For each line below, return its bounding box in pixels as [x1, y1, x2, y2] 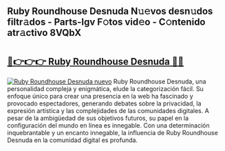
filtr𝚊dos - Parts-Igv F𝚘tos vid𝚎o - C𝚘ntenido [7, 17, 206, 28]
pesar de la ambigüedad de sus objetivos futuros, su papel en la [7, 114, 189, 122]
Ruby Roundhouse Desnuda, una [113, 77, 206, 85]
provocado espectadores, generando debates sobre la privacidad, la [7, 99, 202, 108]
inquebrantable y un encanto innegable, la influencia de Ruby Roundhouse [7, 129, 218, 137]
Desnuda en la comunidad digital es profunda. [7, 136, 138, 144]
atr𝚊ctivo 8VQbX [7, 27, 82, 39]
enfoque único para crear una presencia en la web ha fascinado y [7, 92, 194, 100]
